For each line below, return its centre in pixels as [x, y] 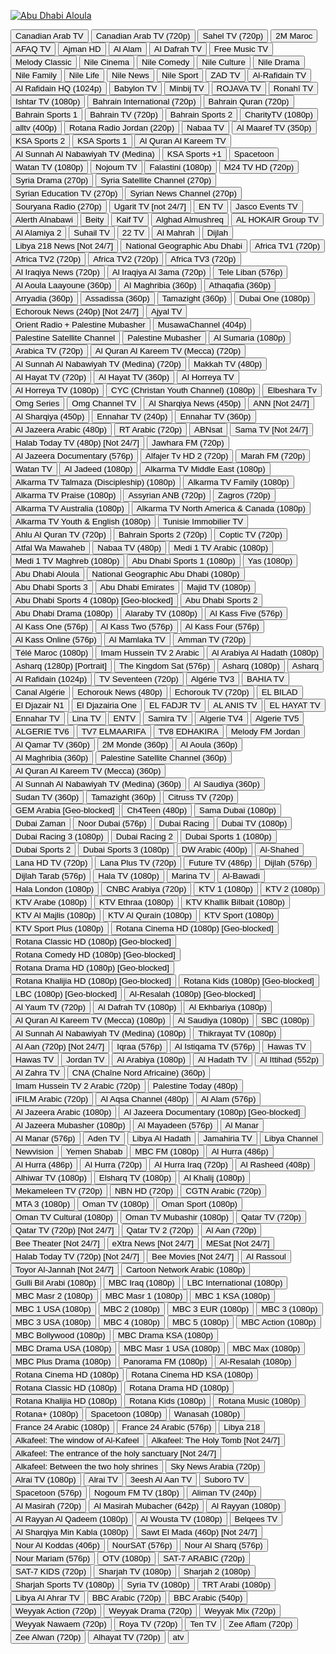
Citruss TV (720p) [201, 797]
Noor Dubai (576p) [112, 823]
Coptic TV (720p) [251, 535]
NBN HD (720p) [144, 1191]
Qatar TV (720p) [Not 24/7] [65, 1230]
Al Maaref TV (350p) [274, 128]
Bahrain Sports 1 [46, 115]
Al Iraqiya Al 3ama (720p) [159, 272]
